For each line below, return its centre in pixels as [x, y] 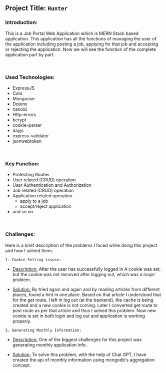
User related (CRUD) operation [44, 180]
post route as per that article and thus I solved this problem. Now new [84, 310]
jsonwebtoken [27, 141]
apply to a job [34, 201]
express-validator [30, 136]
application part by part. [30, 54]
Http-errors [24, 114]
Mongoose [23, 98]
